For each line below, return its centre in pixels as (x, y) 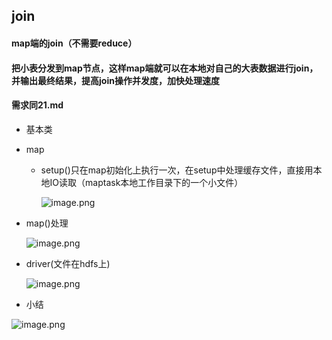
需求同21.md (37, 105)
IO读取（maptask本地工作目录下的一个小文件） (146, 182)
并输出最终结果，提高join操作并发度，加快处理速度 (115, 80)
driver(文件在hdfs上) (68, 263)
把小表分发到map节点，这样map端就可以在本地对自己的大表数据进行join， (165, 68)
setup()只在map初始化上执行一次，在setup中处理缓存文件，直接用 (177, 170)
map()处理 (47, 223)
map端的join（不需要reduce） (74, 43)
